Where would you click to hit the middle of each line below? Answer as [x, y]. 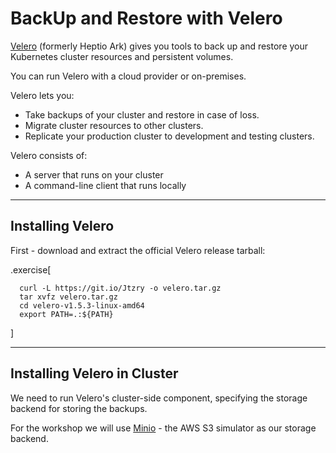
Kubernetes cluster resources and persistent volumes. [122, 56]
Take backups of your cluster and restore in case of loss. [142, 114]
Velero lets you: [42, 95]
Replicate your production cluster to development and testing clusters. [169, 136]
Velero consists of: [49, 155]
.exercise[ [31, 269]
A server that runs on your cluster [94, 174]
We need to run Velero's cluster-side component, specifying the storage [159, 398]
